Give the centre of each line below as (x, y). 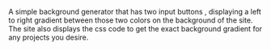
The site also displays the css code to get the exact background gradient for (135, 29)
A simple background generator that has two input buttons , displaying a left (135, 12)
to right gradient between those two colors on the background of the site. (131, 20)
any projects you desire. (49, 37)
